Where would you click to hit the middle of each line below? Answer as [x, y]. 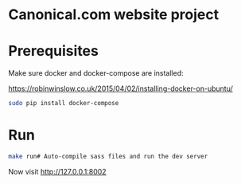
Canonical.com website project [114, 15]
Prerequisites [54, 51]
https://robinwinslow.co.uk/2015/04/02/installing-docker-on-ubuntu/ [120, 88]
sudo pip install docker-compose [64, 104]
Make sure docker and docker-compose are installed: [96, 73]
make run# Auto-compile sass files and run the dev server [108, 156]
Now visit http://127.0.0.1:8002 [57, 171]
